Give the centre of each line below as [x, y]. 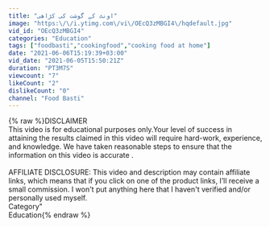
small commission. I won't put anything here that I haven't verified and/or [130, 189]
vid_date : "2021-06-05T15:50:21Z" [66, 61]
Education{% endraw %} [50, 215]
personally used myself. [48, 198]
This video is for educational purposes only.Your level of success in [120, 130]
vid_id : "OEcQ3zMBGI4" [46, 31]
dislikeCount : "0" [39, 91]
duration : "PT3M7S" [41, 68]
